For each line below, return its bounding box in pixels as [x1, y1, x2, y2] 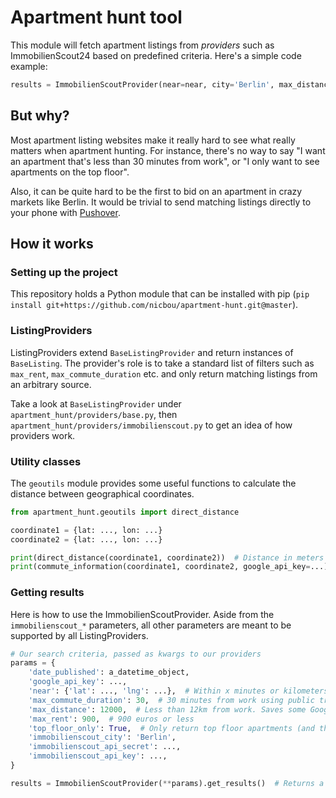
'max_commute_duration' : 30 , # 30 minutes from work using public [28, 695, 315, 705]
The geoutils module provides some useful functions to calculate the [10, 477, 297, 489]
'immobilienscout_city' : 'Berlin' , [28, 732, 177, 743]
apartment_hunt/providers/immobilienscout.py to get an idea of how [10, 419, 293, 431]
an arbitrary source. [10, 378, 92, 390]
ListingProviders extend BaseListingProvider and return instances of [10, 346, 294, 358]
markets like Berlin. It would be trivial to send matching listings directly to [10, 196, 312, 208]
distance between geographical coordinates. [10, 487, 195, 500]
